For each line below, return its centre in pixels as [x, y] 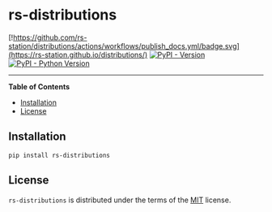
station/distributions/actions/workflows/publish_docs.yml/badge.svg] [124, 45]
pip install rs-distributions [59, 155]
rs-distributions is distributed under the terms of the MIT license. [120, 200]
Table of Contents [39, 86]
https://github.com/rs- [50, 37]
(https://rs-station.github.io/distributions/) [78, 54]
